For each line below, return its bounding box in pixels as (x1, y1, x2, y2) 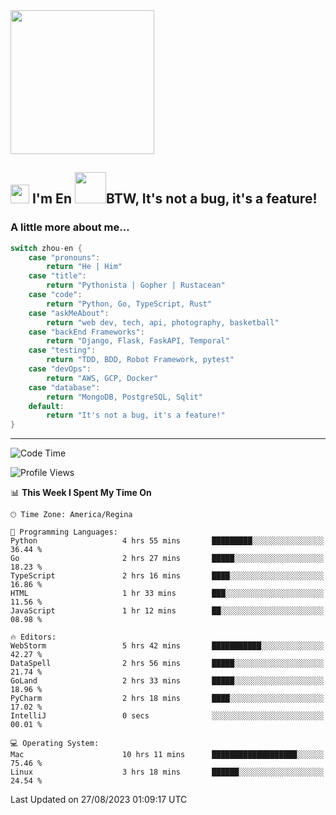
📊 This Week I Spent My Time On (10, 487, 152, 499)
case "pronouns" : (28, 252, 101, 263)
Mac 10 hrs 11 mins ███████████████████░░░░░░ (10, 750, 325, 760)
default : (28, 401, 65, 411)
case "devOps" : (28, 364, 92, 374)
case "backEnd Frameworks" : (28, 327, 145, 337)
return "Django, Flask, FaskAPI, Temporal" (46, 336, 230, 346)
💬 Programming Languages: (10, 527, 118, 538)
